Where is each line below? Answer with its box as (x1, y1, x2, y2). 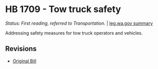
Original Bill (12, 58, 37, 64)
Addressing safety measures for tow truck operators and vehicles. (5, 30, 143, 36)
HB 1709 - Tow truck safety (5, 4, 121, 15)
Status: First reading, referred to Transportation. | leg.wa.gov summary (5, 20, 153, 26)
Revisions (5, 44, 37, 53)
